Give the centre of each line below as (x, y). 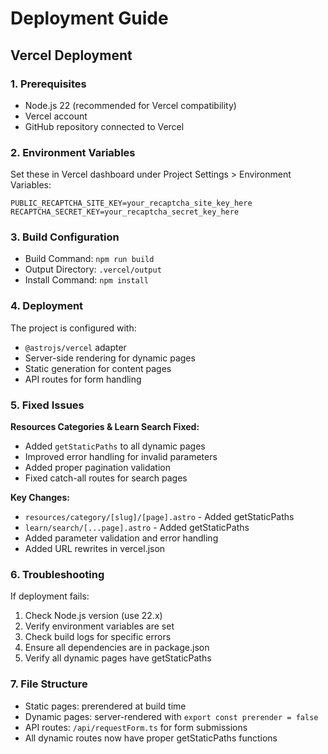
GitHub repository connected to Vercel (104, 126)
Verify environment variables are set (99, 626)
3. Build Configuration (65, 237)
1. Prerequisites (48, 84)
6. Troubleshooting (57, 574)
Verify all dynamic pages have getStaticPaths (118, 658)
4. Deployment (47, 306)
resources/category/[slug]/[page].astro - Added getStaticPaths (159, 517)
